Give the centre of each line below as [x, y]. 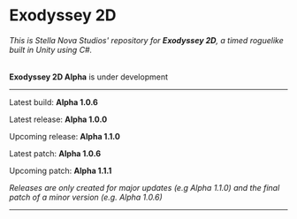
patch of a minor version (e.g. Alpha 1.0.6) [86, 197]
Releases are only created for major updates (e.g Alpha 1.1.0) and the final [145, 188]
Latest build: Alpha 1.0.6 [54, 102]
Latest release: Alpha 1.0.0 [58, 119]
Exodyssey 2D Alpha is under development [88, 77]
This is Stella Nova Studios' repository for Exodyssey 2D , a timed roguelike [147, 40]
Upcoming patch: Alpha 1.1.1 [61, 171]
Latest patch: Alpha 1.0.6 [55, 154]
